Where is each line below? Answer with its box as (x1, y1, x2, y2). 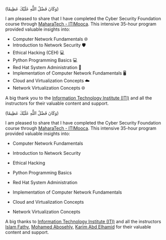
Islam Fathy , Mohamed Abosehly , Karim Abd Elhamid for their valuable (5, 224, 151, 230)
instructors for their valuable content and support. (5, 100, 109, 106)
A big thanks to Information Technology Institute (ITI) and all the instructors (5, 218, 161, 224)
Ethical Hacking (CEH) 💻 (12, 49, 65, 55)
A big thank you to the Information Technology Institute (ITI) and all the (5, 95, 152, 101)
